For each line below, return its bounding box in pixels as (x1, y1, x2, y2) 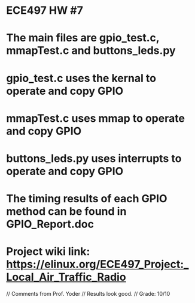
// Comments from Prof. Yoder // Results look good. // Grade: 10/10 (6, 290, 170, 298)
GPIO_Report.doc (6, 217, 95, 231)
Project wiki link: (6, 245, 90, 259)
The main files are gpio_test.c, (6, 31, 160, 45)
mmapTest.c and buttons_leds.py (6, 44, 176, 58)
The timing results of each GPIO (6, 192, 167, 206)
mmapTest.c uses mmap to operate (6, 112, 185, 125)
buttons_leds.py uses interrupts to (6, 151, 182, 165)
